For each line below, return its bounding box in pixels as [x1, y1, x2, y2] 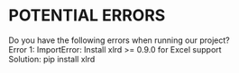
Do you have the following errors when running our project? [8, 35, 231, 45]
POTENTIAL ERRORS [8, 5, 166, 26]
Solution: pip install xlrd [8, 53, 96, 64]
